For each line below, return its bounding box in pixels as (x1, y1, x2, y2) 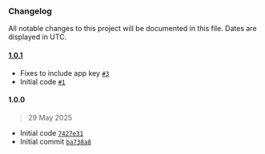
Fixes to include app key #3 (19, 68, 110, 77)
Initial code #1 (19, 77, 66, 86)
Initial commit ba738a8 (19, 136, 92, 146)
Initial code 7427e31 (19, 128, 84, 137)
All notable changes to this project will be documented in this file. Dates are (8, 24, 258, 34)
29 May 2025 (27, 113, 73, 122)
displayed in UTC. (8, 32, 67, 41)
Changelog (8, 6, 52, 17)
